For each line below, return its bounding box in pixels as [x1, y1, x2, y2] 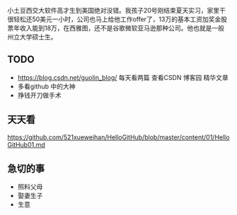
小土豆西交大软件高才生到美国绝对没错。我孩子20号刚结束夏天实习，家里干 [7, 6, 226, 14]
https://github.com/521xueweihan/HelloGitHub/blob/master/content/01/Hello [7, 133, 230, 141]
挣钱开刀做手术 [17, 91, 62, 99]
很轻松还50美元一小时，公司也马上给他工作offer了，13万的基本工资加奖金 [7, 15, 221, 23]
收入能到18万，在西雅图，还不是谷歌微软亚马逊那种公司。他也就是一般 [19, 24, 225, 32]
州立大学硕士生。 [7, 33, 57, 41]
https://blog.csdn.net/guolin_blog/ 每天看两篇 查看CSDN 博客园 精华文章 [17, 73, 229, 81]
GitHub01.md [7, 140, 46, 149]
